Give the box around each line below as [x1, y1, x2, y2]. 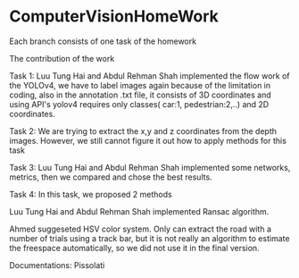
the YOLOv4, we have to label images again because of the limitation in [9, 80, 271, 90]
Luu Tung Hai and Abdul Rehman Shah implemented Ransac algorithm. [9, 206, 270, 216]
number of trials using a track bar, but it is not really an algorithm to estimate [9, 232, 290, 243]
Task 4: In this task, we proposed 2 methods [9, 189, 172, 199]
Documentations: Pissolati [9, 259, 105, 270]
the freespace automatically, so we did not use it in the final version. [9, 242, 261, 253]
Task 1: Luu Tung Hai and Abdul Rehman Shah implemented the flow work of [9, 70, 290, 81]
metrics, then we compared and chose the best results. [9, 172, 212, 182]
